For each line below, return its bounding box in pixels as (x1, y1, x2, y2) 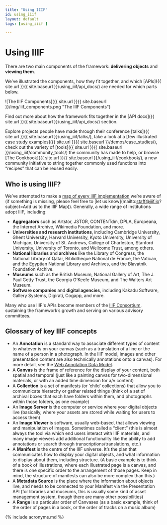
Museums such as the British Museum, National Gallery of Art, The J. (12, 272, 155, 277)
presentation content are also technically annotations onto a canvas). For (12, 356, 162, 362)
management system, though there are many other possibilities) (12, 494, 144, 500)
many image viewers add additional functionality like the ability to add (12, 435, 156, 441)
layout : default (5, 16, 39, 21)
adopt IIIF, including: (5, 209, 47, 214)
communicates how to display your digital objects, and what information (12, 451, 160, 457)
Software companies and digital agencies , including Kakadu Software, (12, 287, 159, 293)
